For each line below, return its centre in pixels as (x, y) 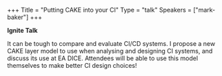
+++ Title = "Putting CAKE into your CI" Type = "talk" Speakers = (99, 10)
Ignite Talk (22, 30)
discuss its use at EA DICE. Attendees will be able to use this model (103, 58)
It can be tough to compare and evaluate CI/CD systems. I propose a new (111, 43)
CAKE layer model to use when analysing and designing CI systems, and (110, 51)
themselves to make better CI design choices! (72, 65)
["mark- (204, 10)
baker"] (18, 17)
